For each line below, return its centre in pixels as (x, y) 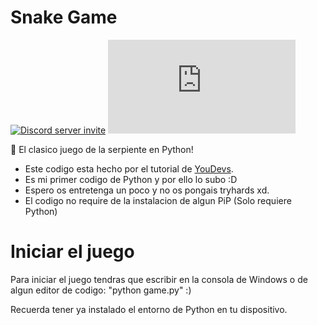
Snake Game (64, 17)
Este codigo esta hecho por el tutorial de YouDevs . (129, 168)
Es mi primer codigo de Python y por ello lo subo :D (131, 179)
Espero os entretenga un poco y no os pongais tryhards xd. (147, 190)
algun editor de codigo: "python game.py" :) (101, 290)
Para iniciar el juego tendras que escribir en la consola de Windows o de (159, 279)
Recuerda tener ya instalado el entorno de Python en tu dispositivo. (149, 309)
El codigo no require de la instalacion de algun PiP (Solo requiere (158, 200)
